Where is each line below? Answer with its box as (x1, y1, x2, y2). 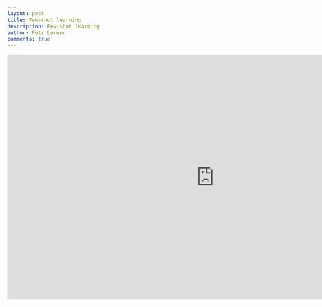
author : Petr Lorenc (7, 29, 67, 36)
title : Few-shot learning (7, 17, 81, 23)
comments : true (7, 36, 51, 43)
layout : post (7, 10, 45, 17)
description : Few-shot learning (7, 23, 100, 30)
